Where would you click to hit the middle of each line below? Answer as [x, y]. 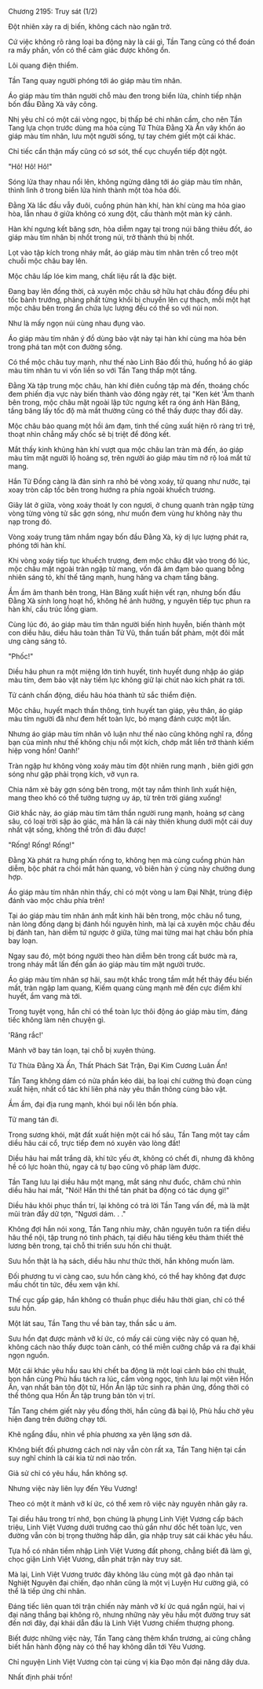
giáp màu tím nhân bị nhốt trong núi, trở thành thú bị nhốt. [101, 237]
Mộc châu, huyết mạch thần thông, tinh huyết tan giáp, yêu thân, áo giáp [126, 710]
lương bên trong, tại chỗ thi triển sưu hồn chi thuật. [90, 1246]
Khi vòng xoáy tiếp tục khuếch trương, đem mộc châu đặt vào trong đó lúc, [129, 560]
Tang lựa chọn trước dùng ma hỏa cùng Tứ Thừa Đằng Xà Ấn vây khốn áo [127, 128]
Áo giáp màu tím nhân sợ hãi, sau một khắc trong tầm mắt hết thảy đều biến [130, 979]
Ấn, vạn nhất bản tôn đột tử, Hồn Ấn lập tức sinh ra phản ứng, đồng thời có [129, 1387]
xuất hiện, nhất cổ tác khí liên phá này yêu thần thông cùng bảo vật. [118, 1089]
